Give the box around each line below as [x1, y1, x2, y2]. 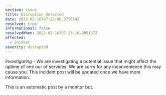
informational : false [5, 26, 51, 31]
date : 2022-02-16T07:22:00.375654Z [5, 16, 80, 21]
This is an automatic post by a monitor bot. [5, 83, 94, 90]
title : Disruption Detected [5, 12, 64, 17]
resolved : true [5, 21, 37, 26]
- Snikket [10, 40, 30, 45]
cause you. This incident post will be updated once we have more [5, 68, 141, 75]
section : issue [5, 7, 37, 12]
